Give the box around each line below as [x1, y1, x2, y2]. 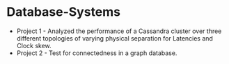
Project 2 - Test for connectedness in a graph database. [16, 49, 177, 57]
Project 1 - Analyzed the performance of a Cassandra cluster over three [16, 27, 222, 35]
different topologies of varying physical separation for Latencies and [16, 34, 214, 42]
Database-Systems [6, 4, 121, 20]
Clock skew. [16, 41, 52, 50]
